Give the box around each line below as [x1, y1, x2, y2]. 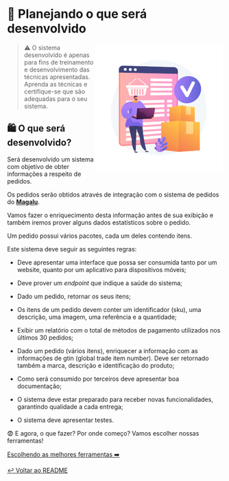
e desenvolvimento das [23, 65, 91, 74]
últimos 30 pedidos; [16, 333, 74, 342]
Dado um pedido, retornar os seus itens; [16, 292, 132, 300]
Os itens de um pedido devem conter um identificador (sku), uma [16, 305, 202, 313]
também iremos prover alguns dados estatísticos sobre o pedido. [7, 218, 191, 226]
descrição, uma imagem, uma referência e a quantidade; [16, 313, 177, 321]
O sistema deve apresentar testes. [16, 416, 114, 424]
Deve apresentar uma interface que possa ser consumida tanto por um [16, 258, 217, 267]
